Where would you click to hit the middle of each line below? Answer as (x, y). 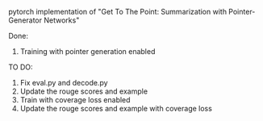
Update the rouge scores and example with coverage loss (116, 108)
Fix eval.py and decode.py (64, 83)
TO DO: (21, 67)
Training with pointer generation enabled (88, 51)
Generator (25, 20)
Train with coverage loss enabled (75, 100)
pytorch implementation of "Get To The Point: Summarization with (118, 12)
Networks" (62, 20)
